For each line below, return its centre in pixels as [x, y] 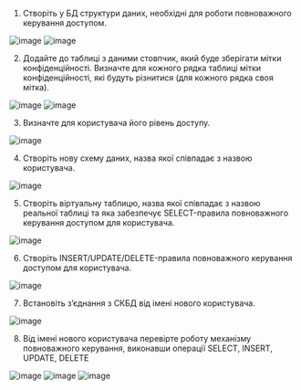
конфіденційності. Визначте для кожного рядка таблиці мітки [142, 68]
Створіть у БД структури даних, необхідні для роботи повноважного [157, 13]
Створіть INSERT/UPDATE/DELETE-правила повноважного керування [157, 258]
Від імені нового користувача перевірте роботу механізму [137, 338]
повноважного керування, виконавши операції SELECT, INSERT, [148, 348]
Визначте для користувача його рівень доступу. [116, 123]
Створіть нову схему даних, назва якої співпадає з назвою [137, 158]
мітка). [36, 87]
